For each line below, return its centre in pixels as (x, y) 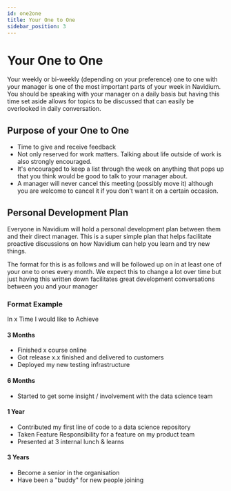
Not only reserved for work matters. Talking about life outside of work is (119, 154)
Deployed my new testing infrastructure (73, 365)
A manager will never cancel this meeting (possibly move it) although (115, 184)
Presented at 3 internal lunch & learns (70, 441)
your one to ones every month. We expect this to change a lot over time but (114, 271)
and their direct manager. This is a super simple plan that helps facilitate (109, 236)
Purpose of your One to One (68, 130)
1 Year (16, 412)
